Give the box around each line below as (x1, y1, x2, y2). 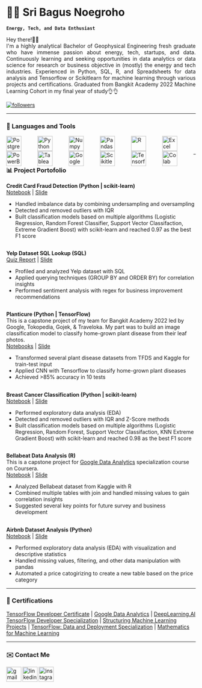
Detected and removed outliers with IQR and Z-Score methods (14, 415, 170, 423)
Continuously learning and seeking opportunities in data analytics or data (6, 55, 196, 62)
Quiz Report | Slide (6, 256, 53, 263)
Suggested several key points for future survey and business (14, 502, 166, 509)
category (14, 576, 38, 583)
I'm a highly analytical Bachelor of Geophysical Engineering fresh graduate (6, 42, 196, 49)
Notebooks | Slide (6, 342, 51, 350)
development (14, 509, 48, 516)
